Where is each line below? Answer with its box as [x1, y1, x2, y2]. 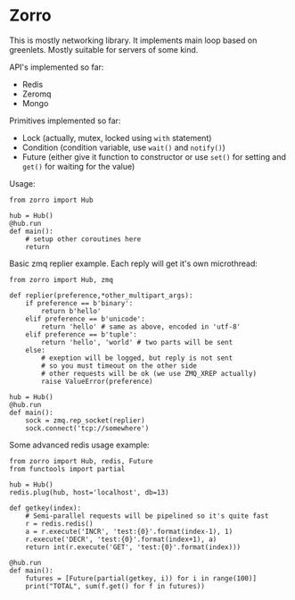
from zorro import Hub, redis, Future [9, 456, 153, 465]
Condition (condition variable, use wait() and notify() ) [21, 142, 225, 153]
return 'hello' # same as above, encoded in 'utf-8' [41, 322, 242, 331]
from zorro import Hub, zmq [9, 275, 114, 284]
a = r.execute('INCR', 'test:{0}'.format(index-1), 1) [25, 527, 234, 536]
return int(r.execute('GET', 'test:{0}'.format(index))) [25, 542, 242, 552]
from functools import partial [9, 464, 126, 473]
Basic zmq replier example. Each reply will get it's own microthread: [9, 258, 258, 269]
